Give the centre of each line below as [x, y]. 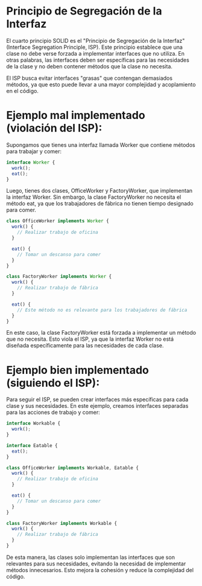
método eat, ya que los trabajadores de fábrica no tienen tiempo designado [100, 204]
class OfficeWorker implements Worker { [58, 221]
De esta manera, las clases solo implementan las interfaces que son [90, 557]
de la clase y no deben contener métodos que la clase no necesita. [90, 66]
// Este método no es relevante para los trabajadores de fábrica [102, 310]
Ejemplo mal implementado [76, 115]
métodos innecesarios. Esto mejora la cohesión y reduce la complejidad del [100, 570]
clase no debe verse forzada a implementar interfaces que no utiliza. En [96, 53]
